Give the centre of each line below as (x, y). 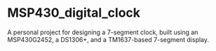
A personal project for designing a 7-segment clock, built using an (103, 32)
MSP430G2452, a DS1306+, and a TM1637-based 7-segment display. (108, 39)
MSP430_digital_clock (74, 13)
